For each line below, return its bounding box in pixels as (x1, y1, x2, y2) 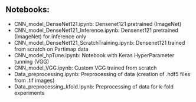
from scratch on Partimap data (14, 45, 89, 52)
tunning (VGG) (14, 58, 50, 65)
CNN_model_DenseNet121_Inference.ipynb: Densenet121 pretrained (14, 27, 178, 34)
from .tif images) (14, 77, 55, 84)
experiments (14, 89, 45, 96)
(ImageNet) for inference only (14, 32, 87, 40)
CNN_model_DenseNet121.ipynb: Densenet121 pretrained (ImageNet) (14, 20, 182, 27)
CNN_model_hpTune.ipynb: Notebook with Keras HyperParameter (14, 51, 175, 58)
